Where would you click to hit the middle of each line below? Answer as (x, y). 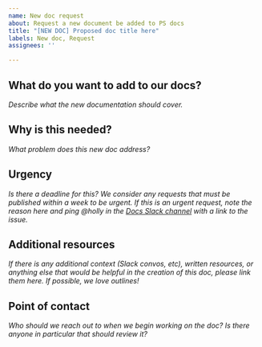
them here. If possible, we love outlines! (74, 281)
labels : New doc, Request (51, 38)
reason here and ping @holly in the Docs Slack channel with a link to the (128, 210)
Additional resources (62, 245)
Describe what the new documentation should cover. (96, 104)
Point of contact (49, 306)
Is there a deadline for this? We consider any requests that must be (119, 194)
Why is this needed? (60, 130)
